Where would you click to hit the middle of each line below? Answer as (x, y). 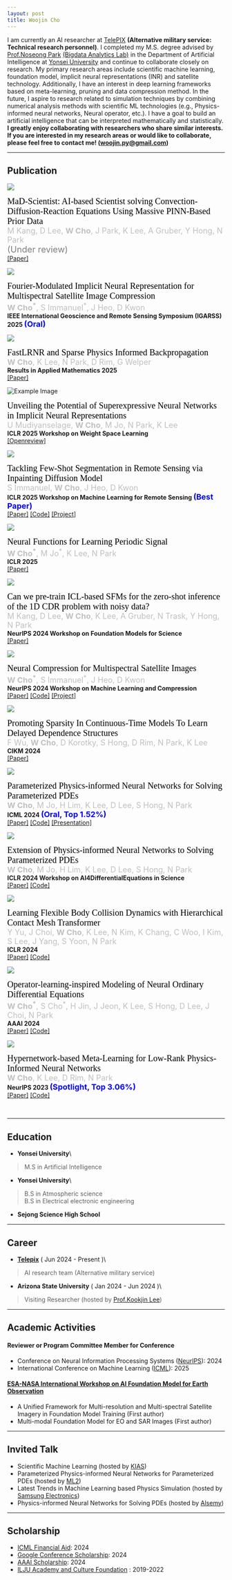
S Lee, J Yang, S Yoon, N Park (62, 942)
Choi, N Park (30, 1015)
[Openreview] (27, 441)
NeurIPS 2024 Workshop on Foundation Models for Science (95, 634)
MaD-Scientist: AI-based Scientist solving (80, 201)
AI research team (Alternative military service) (89, 1272)
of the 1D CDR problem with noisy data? (78, 606)
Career (22, 1242)
